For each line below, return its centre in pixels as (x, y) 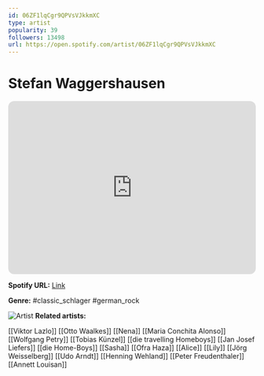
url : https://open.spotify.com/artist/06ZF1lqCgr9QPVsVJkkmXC (112, 45)
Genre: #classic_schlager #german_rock (74, 300)
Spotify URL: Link (37, 286)
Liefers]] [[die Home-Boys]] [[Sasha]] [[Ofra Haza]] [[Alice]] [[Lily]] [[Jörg (128, 348)
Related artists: (60, 316)
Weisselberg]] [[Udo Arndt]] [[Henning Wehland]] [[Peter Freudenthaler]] (126, 356)
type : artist (29, 23)
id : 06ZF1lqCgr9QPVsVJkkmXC (54, 15)
